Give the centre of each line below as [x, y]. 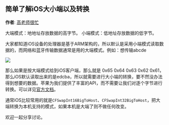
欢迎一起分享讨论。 [25, 117]
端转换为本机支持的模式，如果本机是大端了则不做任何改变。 [67, 106]
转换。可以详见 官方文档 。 [32, 89]
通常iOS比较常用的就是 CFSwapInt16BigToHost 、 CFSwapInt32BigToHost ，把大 [83, 100]
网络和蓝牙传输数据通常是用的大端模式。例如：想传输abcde [84, 50]
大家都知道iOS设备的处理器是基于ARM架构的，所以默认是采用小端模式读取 [82, 44]
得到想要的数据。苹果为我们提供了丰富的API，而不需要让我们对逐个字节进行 [84, 83]
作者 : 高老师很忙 [22, 22]
